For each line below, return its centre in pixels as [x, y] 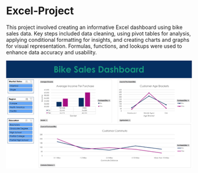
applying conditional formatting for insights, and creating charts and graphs [98, 40]
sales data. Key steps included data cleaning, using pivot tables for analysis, [99, 33]
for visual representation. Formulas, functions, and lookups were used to [94, 46]
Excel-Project [40, 11]
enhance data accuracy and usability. [52, 52]
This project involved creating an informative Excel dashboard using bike [94, 27]
